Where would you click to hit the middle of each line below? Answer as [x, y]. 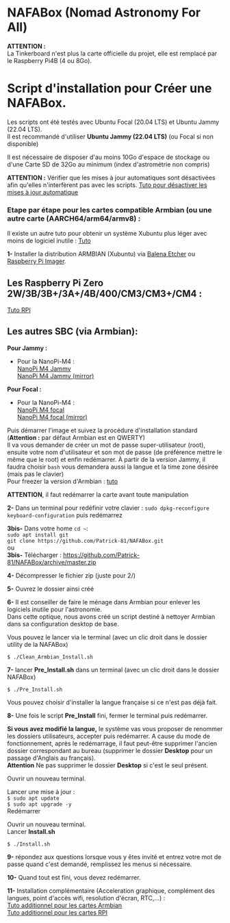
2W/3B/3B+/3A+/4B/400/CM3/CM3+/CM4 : [104, 294]
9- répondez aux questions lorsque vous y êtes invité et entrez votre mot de [114, 857]
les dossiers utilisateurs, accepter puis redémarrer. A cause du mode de [108, 736]
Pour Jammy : [27, 348]
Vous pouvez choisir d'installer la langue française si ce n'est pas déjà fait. [112, 702]
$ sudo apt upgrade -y [39, 804]
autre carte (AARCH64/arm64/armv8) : [74, 219]
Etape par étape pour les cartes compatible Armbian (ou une [110, 210]
